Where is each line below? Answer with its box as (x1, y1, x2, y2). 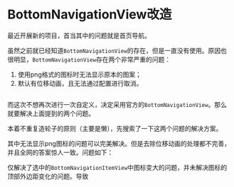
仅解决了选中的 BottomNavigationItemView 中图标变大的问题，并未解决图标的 (7, 163, 228, 171)
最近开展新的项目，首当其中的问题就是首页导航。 (7, 31, 151, 40)
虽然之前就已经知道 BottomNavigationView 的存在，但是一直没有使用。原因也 (7, 46, 228, 55)
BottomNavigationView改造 (7, 6, 172, 23)
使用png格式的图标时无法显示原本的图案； (17, 70, 142, 79)
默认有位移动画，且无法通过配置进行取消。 (17, 79, 143, 87)
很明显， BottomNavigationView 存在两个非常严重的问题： (7, 55, 171, 64)
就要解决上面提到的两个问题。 (7, 109, 95, 118)
